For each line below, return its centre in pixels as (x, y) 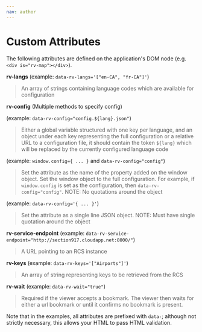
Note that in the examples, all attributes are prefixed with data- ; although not (101, 316)
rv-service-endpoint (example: (46, 233)
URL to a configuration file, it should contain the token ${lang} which (106, 142)
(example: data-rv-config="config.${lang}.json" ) (69, 118)
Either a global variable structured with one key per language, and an (107, 130)
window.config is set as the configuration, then (79, 185)
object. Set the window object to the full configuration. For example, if (108, 179)
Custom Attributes (54, 41)
